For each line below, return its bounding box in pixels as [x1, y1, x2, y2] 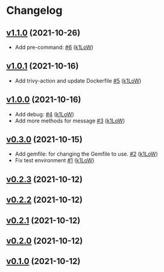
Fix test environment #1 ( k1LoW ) [14, 157, 95, 164]
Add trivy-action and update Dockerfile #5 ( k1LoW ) [14, 77, 142, 84]
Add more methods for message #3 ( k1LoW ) [14, 117, 125, 124]
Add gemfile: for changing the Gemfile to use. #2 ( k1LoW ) [14, 150, 159, 157]
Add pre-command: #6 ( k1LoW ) [14, 43, 93, 51]
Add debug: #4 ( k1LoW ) [14, 110, 74, 118]
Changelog [6, 4, 63, 17]
